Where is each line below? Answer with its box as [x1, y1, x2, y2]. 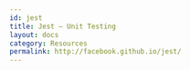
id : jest [9, 13, 43, 23]
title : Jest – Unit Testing [9, 22, 117, 31]
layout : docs [9, 30, 59, 39]
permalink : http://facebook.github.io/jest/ [9, 47, 182, 56]
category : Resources [9, 38, 89, 48]
